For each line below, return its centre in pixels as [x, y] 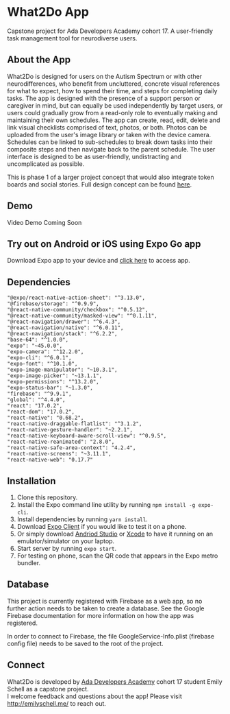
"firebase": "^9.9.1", [39, 394]
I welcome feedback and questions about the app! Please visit [95, 696]
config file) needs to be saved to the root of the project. [85, 643]
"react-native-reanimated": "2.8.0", [61, 442]
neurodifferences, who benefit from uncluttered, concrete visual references [114, 84]
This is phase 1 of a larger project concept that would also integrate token [111, 177]
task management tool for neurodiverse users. [72, 38]
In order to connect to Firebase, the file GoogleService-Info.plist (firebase [111, 636]
